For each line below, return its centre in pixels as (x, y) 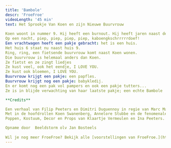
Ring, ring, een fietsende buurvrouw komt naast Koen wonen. (72, 53)
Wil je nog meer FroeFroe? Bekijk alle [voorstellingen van (70, 137)
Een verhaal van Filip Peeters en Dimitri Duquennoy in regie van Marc (83, 109)
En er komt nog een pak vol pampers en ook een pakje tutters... (76, 86)
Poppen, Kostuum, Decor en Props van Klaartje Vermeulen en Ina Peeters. (85, 119)
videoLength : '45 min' (29, 19)
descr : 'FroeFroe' (25, 15)
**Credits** (18, 100)
